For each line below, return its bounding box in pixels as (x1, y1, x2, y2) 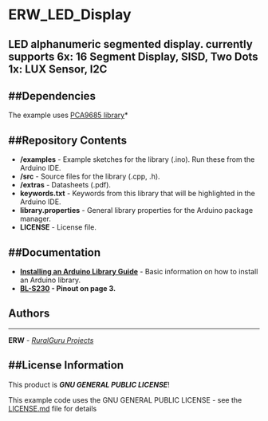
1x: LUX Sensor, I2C (8, 62, 108, 76)
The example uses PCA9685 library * (8, 110, 128, 120)
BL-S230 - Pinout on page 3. (19, 284, 116, 293)
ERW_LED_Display (8, 6, 132, 24)
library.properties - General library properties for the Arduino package (19, 206, 254, 215)
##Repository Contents (8, 133, 128, 147)
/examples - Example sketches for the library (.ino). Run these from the (19, 155, 255, 164)
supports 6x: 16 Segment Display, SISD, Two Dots (8, 49, 258, 63)
